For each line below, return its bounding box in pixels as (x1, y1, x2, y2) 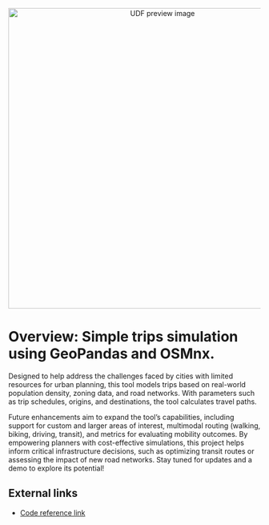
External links (8, 487, 78, 500)
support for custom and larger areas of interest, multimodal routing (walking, (8, 421, 261, 430)
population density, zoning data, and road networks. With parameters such (8, 388, 255, 398)
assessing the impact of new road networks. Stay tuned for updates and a (8, 454, 252, 464)
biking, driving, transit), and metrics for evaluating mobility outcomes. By (8, 429, 248, 438)
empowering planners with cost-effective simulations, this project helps (8, 438, 244, 447)
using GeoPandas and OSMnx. (8, 345, 215, 363)
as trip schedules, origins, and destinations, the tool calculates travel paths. (8, 397, 258, 406)
